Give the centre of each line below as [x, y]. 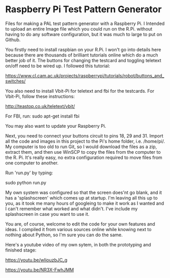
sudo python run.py [26, 182]
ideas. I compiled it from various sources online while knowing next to [78, 229]
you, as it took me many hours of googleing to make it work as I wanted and [85, 203]
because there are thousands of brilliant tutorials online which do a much [82, 55]
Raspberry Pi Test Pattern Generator [83, 9]
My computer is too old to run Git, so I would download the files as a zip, [81, 147]
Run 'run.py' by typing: [29, 173]
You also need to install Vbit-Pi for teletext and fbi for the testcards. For [80, 91]
